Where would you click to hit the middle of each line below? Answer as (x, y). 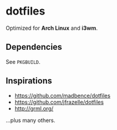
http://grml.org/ (34, 108)
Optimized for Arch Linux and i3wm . (52, 28)
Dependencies (34, 47)
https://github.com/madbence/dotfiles (62, 95)
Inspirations (29, 81)
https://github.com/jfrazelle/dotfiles (59, 102)
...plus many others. (30, 120)
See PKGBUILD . (23, 61)
